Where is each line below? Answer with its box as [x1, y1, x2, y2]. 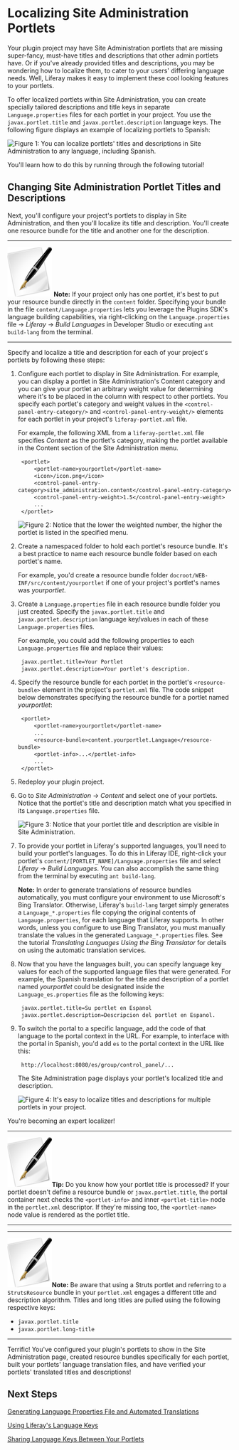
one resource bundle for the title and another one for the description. [7, 226, 210, 235]
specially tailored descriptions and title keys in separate [7, 102, 171, 111]
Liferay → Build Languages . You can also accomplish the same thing [17, 864, 219, 873]
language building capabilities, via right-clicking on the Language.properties [7, 312, 230, 321]
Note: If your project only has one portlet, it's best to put [53, 289, 219, 298]
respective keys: [7, 1303, 55, 1311]
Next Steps [7, 1388, 58, 1400]
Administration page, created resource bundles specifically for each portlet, [7, 1353, 230, 1361]
